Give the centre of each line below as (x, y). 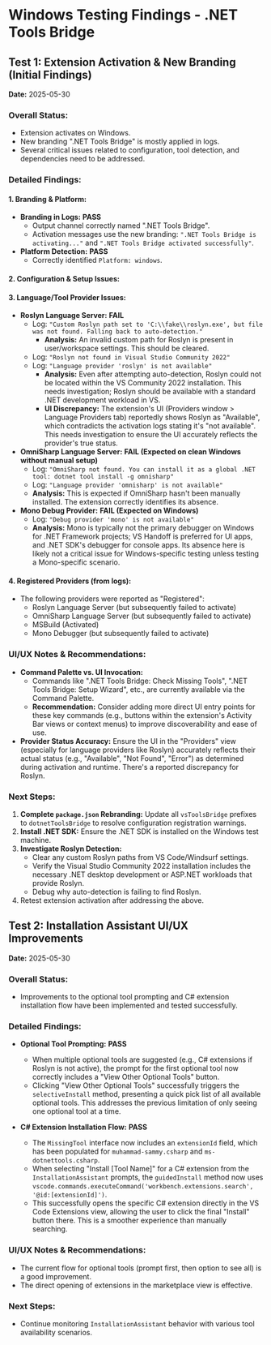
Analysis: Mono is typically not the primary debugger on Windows (143, 528)
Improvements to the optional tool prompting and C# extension (125, 997)
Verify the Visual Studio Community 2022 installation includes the (141, 866)
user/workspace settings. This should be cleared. (127, 348)
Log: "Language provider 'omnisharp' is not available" (128, 485)
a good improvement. (55, 1276)
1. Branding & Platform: (48, 199)
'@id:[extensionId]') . (70, 1195)
